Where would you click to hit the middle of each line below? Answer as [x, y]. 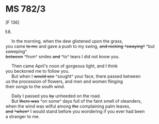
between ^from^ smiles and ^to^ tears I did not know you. [63, 56]
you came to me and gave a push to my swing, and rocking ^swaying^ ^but [80, 46]
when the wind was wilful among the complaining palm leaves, [68, 106]
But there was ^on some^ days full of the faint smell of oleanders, [77, 101]
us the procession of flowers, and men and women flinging [64, 81]
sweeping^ [16, 51]
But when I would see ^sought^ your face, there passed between [76, 76]
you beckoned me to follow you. [38, 71]
